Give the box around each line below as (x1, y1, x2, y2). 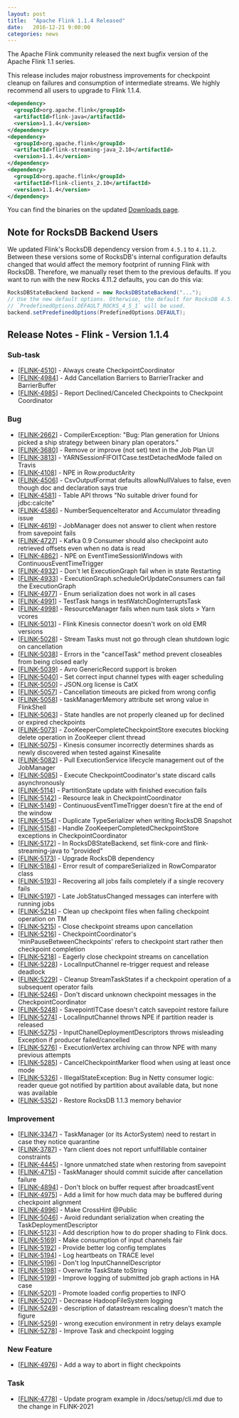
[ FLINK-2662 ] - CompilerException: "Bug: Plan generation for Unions (17, 430, 220, 438)
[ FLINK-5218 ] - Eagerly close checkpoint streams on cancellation (17, 952, 208, 961)
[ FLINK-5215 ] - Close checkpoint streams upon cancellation (17, 922, 193, 930)
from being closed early (17, 657, 88, 666)
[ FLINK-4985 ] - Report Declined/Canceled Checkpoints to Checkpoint (17, 389, 223, 397)
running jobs (17, 899, 55, 908)
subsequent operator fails (17, 982, 94, 991)
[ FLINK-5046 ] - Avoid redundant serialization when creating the (17, 1213, 205, 1222)
